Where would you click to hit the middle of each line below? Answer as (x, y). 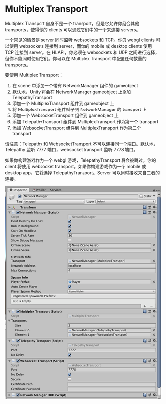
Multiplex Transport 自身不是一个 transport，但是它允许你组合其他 (72, 23)
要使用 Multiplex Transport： (34, 75)
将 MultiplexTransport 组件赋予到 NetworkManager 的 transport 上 (79, 109)
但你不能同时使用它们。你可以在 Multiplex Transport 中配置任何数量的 (76, 58)
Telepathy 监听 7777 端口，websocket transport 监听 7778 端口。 (72, 149)
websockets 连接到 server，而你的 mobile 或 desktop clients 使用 (85, 46)
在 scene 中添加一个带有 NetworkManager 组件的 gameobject (75, 85)
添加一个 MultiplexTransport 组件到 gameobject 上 (63, 103)
